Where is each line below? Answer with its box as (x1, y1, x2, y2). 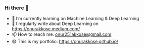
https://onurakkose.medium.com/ (11, 26, 80, 32)
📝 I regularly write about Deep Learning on (11, 21, 98, 26)
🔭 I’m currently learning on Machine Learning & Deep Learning (11, 16, 139, 22)
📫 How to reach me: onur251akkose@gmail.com (11, 31, 112, 37)
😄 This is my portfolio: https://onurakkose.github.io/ (11, 39, 119, 45)
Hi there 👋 (4, 4, 29, 11)
